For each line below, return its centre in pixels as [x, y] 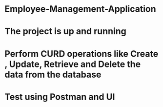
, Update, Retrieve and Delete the [73, 64]
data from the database [53, 75]
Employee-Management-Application [81, 9]
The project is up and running [65, 32]
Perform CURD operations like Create [81, 53]
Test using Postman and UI [60, 97]
